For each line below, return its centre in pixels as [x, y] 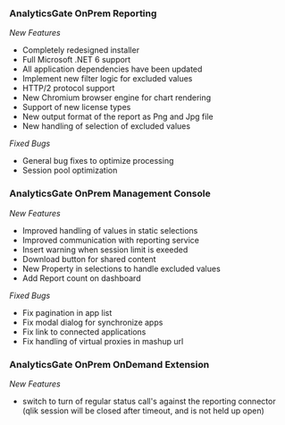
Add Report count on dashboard [81, 278]
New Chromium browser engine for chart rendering [117, 98]
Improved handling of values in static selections [110, 230]
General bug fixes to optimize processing [98, 161]
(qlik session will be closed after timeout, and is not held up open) [143, 411]
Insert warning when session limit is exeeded [105, 250]
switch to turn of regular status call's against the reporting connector [149, 401]
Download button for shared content [89, 259]
